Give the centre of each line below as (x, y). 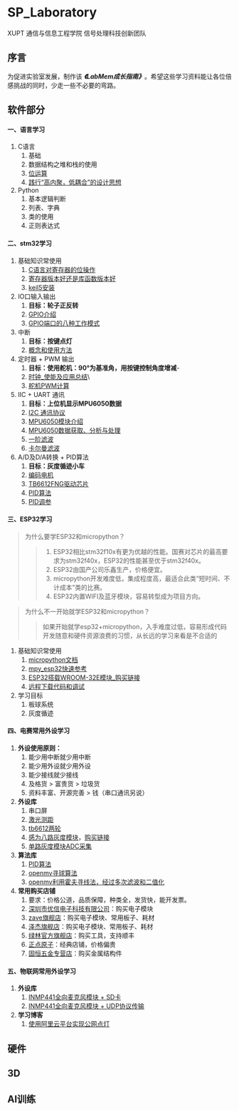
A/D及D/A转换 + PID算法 (53, 457)
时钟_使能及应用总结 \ (59, 376)
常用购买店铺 (36, 890)
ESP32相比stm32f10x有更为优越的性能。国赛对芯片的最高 (137, 551)
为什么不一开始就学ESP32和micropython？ (87, 611)
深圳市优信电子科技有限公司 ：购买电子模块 (91, 908)
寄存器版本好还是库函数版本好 (72, 278)
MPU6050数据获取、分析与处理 (74, 430)
